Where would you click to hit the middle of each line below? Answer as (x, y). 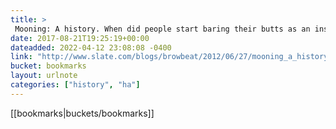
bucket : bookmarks (48, 66)
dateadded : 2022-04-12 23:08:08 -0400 (91, 47)
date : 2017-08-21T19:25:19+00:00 (80, 38)
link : (21, 57)
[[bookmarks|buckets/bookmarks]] (82, 113)
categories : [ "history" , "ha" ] (75, 85)
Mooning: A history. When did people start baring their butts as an (162, 29)
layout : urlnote (44, 76)
